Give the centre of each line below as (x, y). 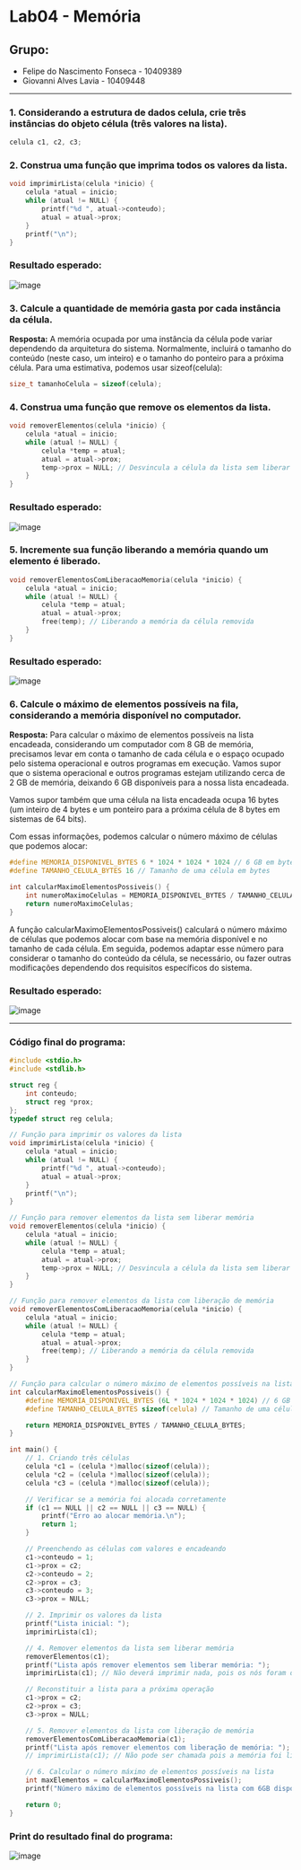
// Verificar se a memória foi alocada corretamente (126, 1499)
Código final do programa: (68, 1042)
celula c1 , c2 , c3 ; (46, 142)
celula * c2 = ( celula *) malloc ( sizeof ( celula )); (118, 1475)
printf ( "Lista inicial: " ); (77, 1624)
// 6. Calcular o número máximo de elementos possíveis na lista (150, 1772)
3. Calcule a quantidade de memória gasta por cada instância (145, 308)
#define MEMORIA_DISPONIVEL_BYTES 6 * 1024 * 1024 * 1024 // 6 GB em (142, 863)
